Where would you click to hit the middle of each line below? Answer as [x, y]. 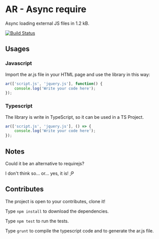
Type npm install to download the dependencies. [57, 211]
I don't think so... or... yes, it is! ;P [40, 173]
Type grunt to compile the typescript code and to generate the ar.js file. [79, 230]
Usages [17, 49]
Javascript [19, 63]
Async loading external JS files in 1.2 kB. [47, 23]
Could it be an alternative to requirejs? [45, 163]
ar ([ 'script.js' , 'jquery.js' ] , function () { [54, 84]
